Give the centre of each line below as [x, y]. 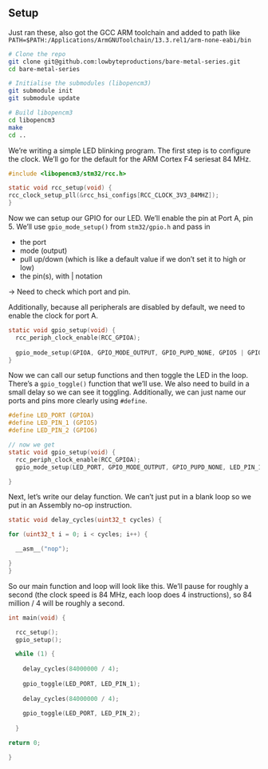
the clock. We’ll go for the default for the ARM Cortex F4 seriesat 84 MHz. [130, 158]
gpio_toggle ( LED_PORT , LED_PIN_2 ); [82, 714]
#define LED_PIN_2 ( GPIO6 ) [53, 431]
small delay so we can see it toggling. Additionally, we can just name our [127, 392]
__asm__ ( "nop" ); [42, 549]
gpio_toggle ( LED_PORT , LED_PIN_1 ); [82, 683]
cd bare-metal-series [44, 69]
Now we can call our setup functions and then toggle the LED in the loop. [128, 375]
